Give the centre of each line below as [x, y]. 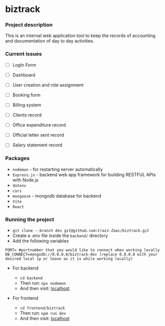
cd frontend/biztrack [42, 308]
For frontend [25, 298]
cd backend [31, 278]
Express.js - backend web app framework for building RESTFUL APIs [84, 174]
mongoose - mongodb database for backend [57, 195]
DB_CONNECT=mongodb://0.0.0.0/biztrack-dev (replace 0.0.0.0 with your [81, 254]
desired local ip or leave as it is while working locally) [69, 258]
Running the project [30, 219]
